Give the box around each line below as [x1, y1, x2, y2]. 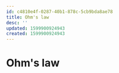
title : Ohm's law [6, 14, 49, 20]
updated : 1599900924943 [6, 25, 65, 31]
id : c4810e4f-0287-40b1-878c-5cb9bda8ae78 [6, 8, 113, 15]
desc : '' [6, 20, 28, 26]
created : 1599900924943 [6, 31, 65, 37]
